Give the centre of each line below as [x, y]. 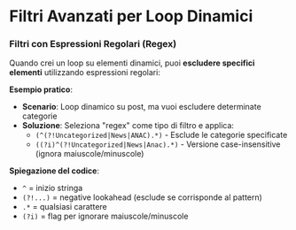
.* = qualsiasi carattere [65, 207]
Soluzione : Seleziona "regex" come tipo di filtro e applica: [128, 126]
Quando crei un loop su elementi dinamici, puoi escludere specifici [132, 63]
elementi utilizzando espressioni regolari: [85, 73]
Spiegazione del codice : [55, 171]
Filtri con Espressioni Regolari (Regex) [93, 44]
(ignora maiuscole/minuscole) [90, 154]
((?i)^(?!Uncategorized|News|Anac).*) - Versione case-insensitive [158, 144]
